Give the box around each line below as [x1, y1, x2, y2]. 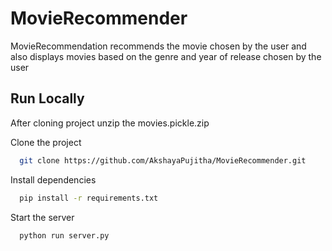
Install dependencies [10, 173, 97, 186]
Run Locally [10, 90, 85, 107]
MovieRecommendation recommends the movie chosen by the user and [10, 40, 307, 52]
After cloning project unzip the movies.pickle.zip [10, 117, 210, 129]
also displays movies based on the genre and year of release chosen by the [10, 50, 322, 62]
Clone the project [10, 136, 82, 148]
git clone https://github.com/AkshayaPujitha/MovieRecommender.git [19, 155, 307, 166]
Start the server [10, 211, 75, 223]
